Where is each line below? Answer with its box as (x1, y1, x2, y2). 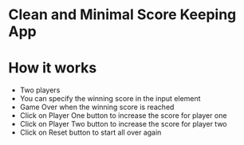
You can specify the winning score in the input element (19, 94, 201, 104)
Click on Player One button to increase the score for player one (19, 111, 227, 120)
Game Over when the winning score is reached (19, 102, 175, 112)
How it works (8, 59, 97, 77)
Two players (19, 85, 61, 95)
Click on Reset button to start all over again (19, 127, 162, 137)
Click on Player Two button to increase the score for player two (19, 120, 227, 129)
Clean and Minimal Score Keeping (8, 6, 237, 24)
